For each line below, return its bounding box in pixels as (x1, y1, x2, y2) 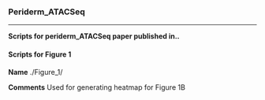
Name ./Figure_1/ (8, 67, 63, 76)
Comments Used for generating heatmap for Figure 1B (8, 82, 185, 92)
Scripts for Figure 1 (8, 50, 72, 59)
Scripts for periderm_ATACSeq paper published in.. (8, 31, 180, 41)
